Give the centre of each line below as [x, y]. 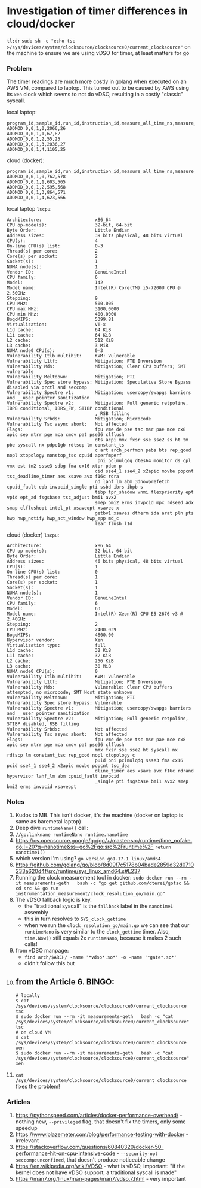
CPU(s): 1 [52, 567]
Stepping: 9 [52, 298]
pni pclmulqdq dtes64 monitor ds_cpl [144, 461]
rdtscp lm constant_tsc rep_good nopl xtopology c [71, 756]
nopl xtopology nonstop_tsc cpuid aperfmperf [64, 456]
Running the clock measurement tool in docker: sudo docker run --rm [101, 877]
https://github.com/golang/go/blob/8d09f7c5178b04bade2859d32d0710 [105, 865]
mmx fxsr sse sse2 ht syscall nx [137, 750]
